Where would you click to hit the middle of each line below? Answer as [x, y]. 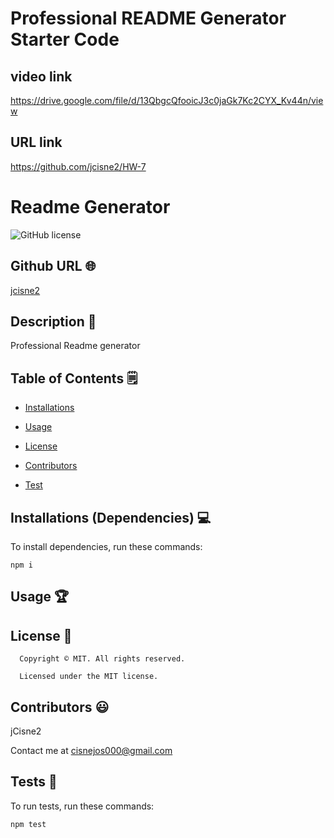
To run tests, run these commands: [82, 806]
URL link [36, 142]
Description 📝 [53, 321]
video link [41, 76]
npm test [28, 824]
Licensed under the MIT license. [89, 677]
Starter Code [65, 39]
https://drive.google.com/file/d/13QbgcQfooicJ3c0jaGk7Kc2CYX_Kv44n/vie [167, 100]
